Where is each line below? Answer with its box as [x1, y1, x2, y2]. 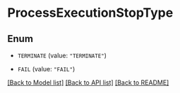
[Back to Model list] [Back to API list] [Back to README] [7, 78, 169, 87]
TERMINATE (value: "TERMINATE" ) [17, 51, 107, 59]
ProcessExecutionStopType [7, 5, 174, 21]
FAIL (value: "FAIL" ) [17, 65, 76, 73]
